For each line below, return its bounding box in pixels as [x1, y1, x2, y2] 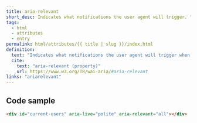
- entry [11, 36, 30, 42]
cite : [11, 57, 25, 63]
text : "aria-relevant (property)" [16, 63, 101, 69]
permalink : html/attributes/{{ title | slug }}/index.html [6, 42, 154, 47]
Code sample [6, 95, 56, 105]
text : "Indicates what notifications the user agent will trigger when [11, 52, 191, 58]
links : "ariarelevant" [6, 74, 62, 80]
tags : [6, 19, 19, 25]
